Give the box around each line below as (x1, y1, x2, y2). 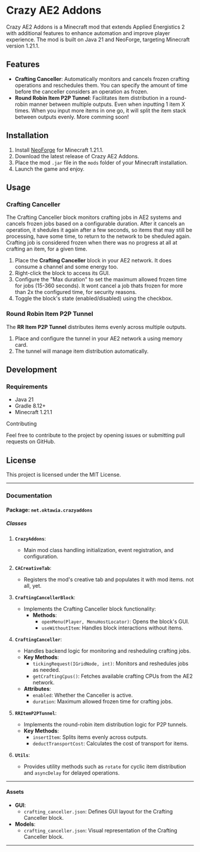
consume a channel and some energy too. (14, 263, 118, 271)
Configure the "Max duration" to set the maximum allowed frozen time (14, 276, 187, 283)
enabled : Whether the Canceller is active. (32, 691, 133, 698)
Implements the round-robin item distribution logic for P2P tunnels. (23, 721, 187, 728)
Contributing (6, 420, 37, 427)
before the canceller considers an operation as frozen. (14, 87, 149, 95)
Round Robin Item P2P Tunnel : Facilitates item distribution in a (14, 94, 168, 101)
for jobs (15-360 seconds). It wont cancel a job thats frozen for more (14, 282, 183, 289)
